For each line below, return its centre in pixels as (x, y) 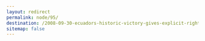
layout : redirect (28, 12)
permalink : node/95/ (33, 17)
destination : (23, 23)
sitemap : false (26, 29)
